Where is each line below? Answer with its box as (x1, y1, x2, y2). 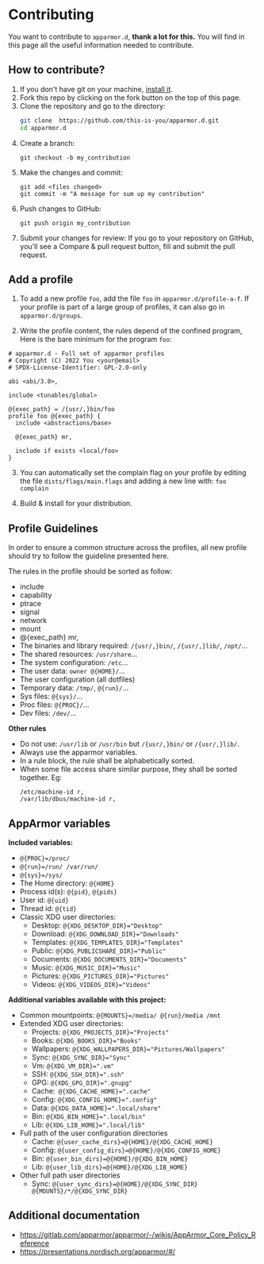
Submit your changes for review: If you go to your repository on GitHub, (19, 232, 254, 243)
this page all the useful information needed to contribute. (8, 40, 194, 49)
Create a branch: (19, 138, 75, 148)
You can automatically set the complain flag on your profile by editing (19, 468, 247, 478)
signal (19, 607, 40, 617)
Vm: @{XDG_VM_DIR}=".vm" (31, 1061, 115, 1070)
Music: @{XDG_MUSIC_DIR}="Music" (31, 962, 141, 972)
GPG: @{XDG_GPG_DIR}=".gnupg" (31, 1078, 133, 1087)
